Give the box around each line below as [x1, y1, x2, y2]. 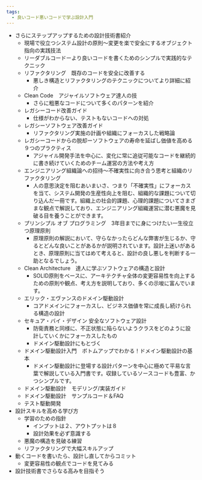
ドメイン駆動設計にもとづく [32, 339, 102, 347]
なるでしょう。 [43, 257, 81, 264]
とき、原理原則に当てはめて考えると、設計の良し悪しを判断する [32, 249, 191, 257]
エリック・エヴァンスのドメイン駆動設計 [23, 294, 124, 302]
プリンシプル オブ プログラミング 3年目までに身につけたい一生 [23, 219, 183, 226]
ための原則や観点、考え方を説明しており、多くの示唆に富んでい [32, 279, 191, 287]
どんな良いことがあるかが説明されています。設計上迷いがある [43, 242, 196, 249]
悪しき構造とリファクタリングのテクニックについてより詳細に [32, 76, 186, 84]
